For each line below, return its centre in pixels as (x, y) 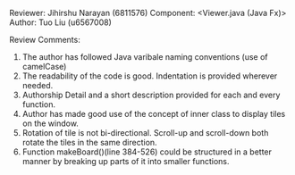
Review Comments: (45, 40)
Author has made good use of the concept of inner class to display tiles (154, 114)
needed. (38, 85)
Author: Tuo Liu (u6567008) (60, 22)
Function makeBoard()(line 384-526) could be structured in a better (147, 152)
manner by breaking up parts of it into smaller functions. (126, 161)
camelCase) (44, 67)
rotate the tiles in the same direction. (90, 142)
